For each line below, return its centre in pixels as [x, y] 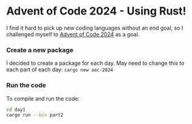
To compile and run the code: [43, 99]
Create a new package [40, 50]
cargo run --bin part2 [35, 115]
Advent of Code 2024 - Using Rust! [96, 11]
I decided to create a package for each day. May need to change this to [95, 63]
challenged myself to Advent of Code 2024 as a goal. [73, 34]
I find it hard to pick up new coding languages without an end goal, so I [95, 28]
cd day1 [16, 109]
